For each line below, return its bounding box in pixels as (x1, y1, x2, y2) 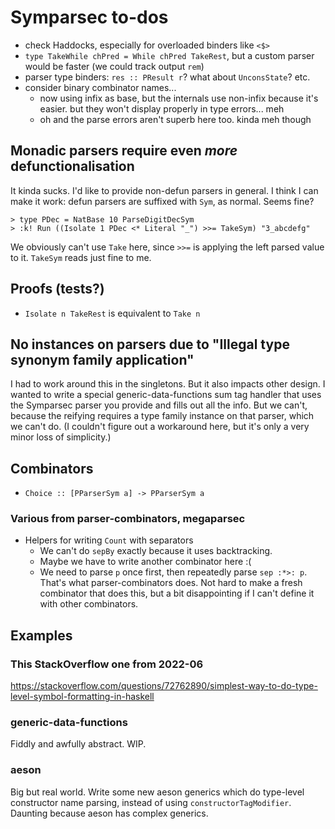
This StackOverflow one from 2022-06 (10, 657, 204, 671)
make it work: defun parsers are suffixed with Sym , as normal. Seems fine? (10, 195, 315, 207)
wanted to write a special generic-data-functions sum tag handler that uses (10, 389, 322, 401)
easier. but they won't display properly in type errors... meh (39, 102, 285, 115)
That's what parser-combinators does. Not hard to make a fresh (39, 577, 303, 589)
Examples (10, 627, 73, 644)
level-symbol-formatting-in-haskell (10, 691, 155, 703)
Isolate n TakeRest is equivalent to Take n (24, 307, 201, 319)
